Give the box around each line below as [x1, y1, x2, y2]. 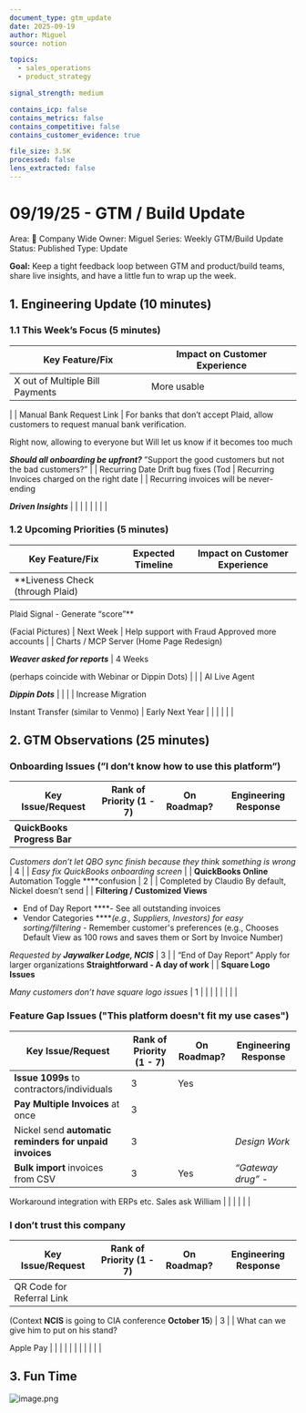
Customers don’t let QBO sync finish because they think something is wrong [9, 856, 296, 867]
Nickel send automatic [14, 1123, 112, 1136]
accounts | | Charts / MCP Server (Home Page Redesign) [9, 635, 223, 647]
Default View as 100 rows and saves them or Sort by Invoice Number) [22, 932, 284, 943]
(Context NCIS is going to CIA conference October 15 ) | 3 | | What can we [9, 1316, 287, 1326]
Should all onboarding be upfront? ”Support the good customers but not [9, 454, 285, 465]
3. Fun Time [9, 1368, 77, 1385]
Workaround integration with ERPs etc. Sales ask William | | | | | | [9, 1195, 251, 1207]
